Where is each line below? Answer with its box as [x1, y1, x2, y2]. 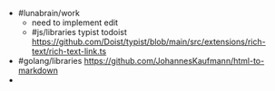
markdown [17, 65, 59, 76]
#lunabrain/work [17, 8, 80, 18]
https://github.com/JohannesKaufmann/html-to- [83, 56, 265, 66]
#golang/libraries [17, 56, 83, 66]
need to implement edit [31, 17, 119, 28]
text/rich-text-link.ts [31, 46, 107, 57]
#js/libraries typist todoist [31, 27, 127, 37]
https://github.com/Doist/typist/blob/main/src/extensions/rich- [31, 36, 266, 47]
